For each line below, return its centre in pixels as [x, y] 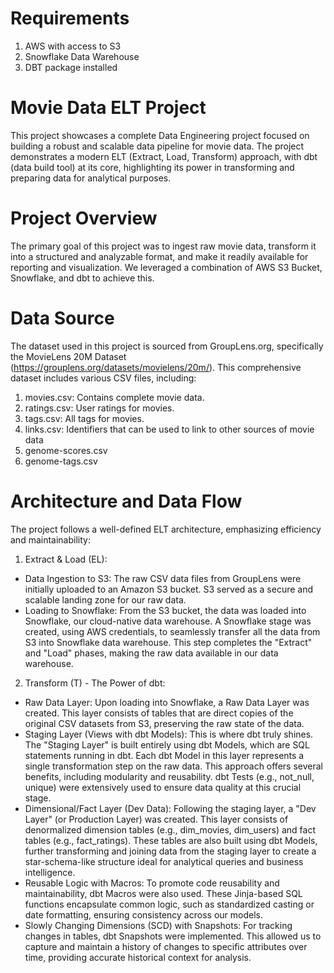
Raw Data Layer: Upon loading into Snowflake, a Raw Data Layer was [167, 702]
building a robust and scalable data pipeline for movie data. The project [157, 146]
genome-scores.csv [66, 450]
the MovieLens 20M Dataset [68, 356]
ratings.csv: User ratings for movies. [99, 408]
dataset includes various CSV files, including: [103, 378]
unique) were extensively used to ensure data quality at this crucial [163, 787]
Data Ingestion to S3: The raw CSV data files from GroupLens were [163, 578]
